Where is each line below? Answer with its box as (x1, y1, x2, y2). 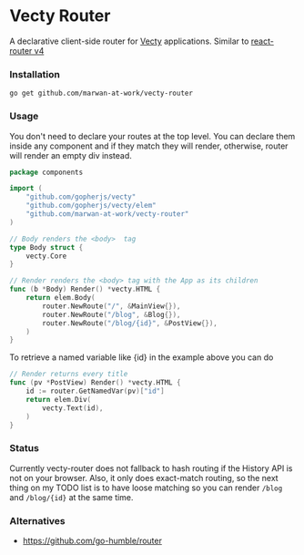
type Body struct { (9, 242, 84, 252)
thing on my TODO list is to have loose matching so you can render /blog (9, 482, 283, 493)
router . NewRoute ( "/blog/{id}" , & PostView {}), (42, 318, 218, 328)
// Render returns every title (9, 370, 128, 379)
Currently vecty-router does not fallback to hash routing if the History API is (9, 462, 293, 474)
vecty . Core (25, 252, 67, 261)
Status (9, 442, 39, 455)
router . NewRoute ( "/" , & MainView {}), (42, 302, 181, 311)
